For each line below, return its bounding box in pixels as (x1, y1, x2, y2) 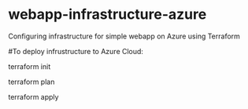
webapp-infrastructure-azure (8, 5, 207, 24)
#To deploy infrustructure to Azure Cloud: (8, 46, 144, 56)
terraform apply (8, 92, 59, 101)
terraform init (8, 61, 51, 71)
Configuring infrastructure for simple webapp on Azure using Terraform (8, 31, 240, 41)
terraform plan (8, 77, 55, 86)
